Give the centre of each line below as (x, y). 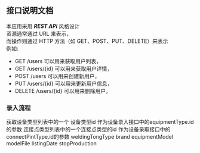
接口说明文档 (30, 11)
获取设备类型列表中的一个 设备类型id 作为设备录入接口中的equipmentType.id (100, 122)
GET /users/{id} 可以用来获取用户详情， (64, 68)
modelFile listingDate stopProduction (52, 143)
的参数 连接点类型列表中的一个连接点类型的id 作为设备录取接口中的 (88, 129)
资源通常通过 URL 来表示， (39, 33)
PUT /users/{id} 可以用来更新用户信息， (64, 83)
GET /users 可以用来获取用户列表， (58, 61)
